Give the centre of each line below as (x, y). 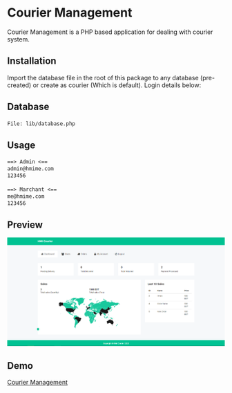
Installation (32, 61)
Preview (25, 225)
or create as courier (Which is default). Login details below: (117, 85)
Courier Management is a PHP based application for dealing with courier (110, 32)
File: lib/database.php (41, 124)
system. (18, 39)
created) (19, 85)
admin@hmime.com (30, 169)
